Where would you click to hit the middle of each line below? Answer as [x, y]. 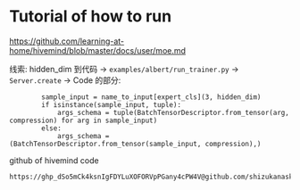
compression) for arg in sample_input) [83, 120]
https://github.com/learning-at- [67, 41]
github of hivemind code [54, 160]
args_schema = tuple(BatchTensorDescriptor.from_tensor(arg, [173, 112]
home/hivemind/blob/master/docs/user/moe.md [97, 50]
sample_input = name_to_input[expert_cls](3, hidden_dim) [151, 97]
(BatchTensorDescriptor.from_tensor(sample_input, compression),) [135, 144]
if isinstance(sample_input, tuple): [111, 104]
